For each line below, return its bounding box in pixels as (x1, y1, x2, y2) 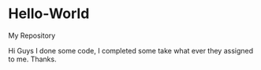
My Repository (8, 31, 56, 40)
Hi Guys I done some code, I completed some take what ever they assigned (8, 46, 254, 55)
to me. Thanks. (8, 54, 57, 64)
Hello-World (8, 5, 90, 23)
